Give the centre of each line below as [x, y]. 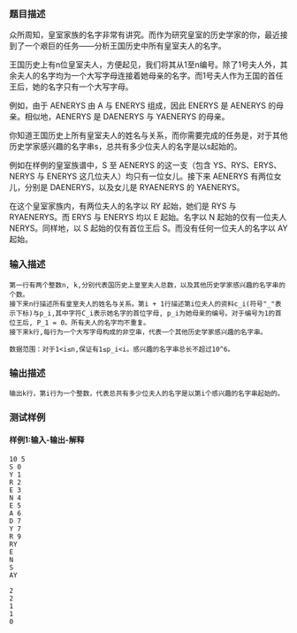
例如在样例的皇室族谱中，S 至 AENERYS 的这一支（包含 [110, 165]
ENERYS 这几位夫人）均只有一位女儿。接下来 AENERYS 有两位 [160, 176]
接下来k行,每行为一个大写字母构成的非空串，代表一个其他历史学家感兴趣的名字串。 [138, 332]
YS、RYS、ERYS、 [247, 165]
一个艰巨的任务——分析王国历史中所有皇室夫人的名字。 [125, 46]
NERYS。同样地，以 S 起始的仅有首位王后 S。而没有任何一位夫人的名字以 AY [148, 228]
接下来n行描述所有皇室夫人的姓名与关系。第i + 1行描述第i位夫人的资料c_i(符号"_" [142, 304]
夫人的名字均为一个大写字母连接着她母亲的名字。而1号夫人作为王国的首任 [150, 76]
